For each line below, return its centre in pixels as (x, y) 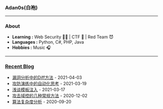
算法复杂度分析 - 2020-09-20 (42, 101)
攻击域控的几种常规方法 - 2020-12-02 (50, 95)
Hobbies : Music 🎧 (32, 47)
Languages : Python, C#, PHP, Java (48, 42)
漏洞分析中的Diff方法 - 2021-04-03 (47, 77)
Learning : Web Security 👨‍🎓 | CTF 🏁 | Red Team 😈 (63, 37)
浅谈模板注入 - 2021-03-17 (39, 89)
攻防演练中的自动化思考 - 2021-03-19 (49, 83)
